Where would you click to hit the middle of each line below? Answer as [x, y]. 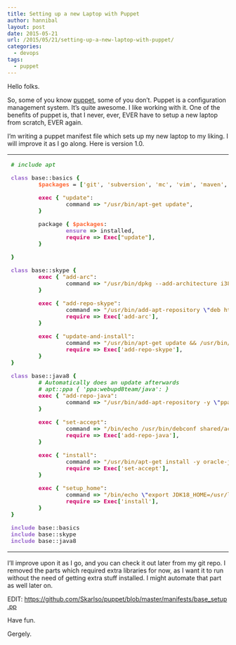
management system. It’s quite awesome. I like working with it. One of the [114, 107]
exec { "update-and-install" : [86, 336]
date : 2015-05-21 [33, 33]
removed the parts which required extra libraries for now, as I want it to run [115, 570]
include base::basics [45, 528]
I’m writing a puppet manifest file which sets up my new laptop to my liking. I [118, 136]
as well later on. [30, 585]
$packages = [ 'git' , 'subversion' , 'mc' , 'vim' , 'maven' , [133, 184]
